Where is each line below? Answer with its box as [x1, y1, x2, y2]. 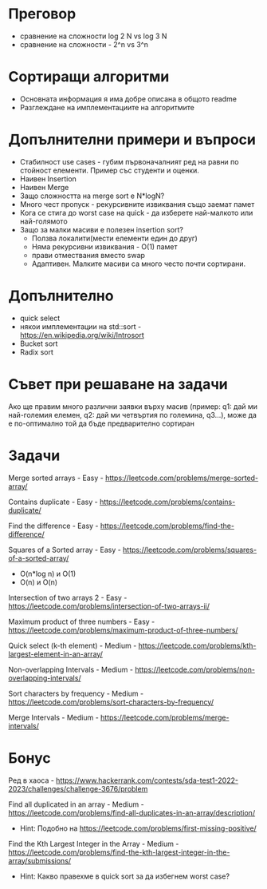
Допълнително [8, 287, 114, 304]
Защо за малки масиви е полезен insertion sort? [19, 224, 183, 234]
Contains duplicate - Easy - [8, 497, 98, 506]
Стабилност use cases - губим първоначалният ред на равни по [19, 157, 239, 166]
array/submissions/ [8, 855, 72, 865]
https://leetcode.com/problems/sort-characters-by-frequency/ [8, 697, 214, 707]
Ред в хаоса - [8, 776, 54, 785]
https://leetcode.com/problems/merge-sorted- [104, 473, 259, 482]
